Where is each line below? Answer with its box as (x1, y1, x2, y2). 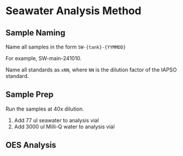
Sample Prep (5, 90, 54, 100)
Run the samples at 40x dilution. (5, 105, 84, 112)
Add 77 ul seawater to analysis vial (14, 116, 99, 123)
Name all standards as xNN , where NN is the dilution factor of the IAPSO (5, 66, 177, 73)
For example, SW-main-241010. (5, 55, 82, 61)
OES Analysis (5, 140, 57, 150)
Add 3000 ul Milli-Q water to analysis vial (14, 123, 115, 130)
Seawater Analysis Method (5, 4, 142, 18)
